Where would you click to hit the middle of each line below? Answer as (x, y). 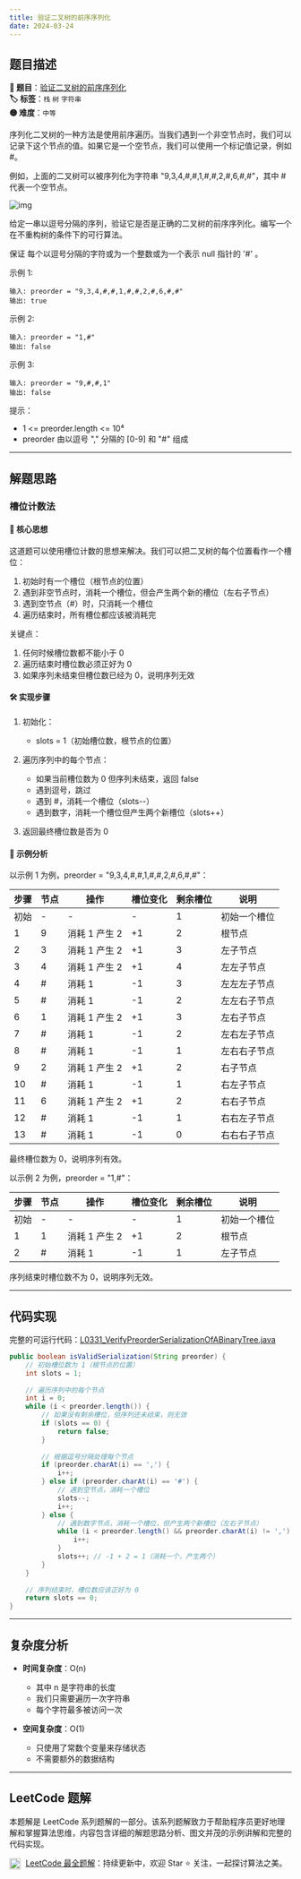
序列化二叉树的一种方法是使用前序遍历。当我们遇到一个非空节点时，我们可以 (150, 134)
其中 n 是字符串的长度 (76, 1687)
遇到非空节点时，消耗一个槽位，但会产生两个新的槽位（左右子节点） (148, 592)
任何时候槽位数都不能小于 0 (73, 652)
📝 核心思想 (29, 529)
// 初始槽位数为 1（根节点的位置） (82, 1365)
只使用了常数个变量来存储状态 (90, 1747)
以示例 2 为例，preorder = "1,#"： (71, 1178)
